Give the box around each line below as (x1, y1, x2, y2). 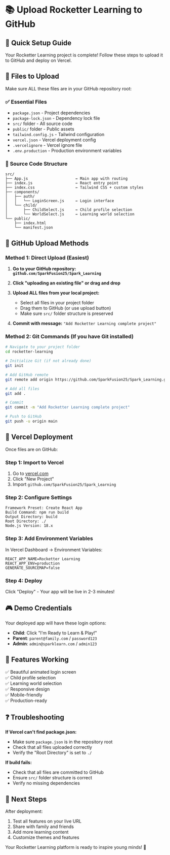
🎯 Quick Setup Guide (5, 39, 72, 47)
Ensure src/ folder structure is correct (12, 775, 93, 781)
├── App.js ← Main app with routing (5, 176, 128, 181)
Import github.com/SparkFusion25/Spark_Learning (12, 481, 116, 487)
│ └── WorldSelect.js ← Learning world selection (5, 212, 135, 217)
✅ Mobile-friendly (5, 691, 43, 698)
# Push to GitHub (5, 414, 42, 419)
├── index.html (14, 220, 47, 226)
